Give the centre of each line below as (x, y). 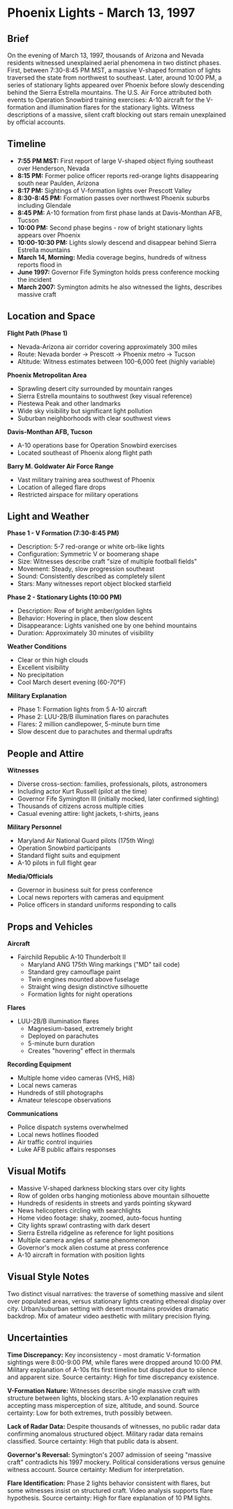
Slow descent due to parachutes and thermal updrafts (95, 731)
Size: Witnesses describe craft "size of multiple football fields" (107, 562)
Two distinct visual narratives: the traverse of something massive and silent (115, 1293)
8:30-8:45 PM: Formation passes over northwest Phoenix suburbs (114, 198)
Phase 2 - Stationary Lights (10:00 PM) (65, 597)
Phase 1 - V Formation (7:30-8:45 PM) (63, 533)
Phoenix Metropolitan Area (47, 375)
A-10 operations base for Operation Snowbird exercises (97, 445)
